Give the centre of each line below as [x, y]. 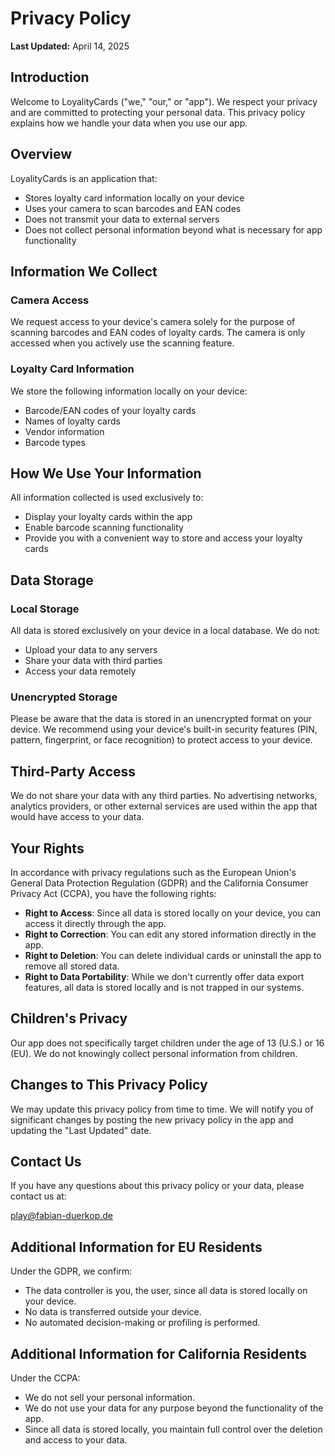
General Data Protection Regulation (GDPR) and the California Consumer [159, 883]
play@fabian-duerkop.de [61, 1216]
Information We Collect [84, 271]
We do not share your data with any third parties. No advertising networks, [164, 796]
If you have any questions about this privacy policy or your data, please [157, 1186]
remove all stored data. [72, 966]
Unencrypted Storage [64, 697]
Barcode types [55, 442]
